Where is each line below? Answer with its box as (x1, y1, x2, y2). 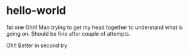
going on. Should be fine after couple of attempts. (6, 30, 131, 37)
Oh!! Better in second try (6, 42, 68, 49)
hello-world (6, 4, 67, 18)
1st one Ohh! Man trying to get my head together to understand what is (6, 24, 184, 31)
